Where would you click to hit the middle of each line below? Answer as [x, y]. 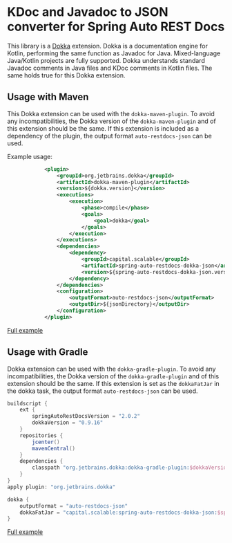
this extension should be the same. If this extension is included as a [103, 128]
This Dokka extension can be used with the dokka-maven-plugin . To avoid [111, 113]
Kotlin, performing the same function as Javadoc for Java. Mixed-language [114, 53]
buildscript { [28, 403]
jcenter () [46, 442]
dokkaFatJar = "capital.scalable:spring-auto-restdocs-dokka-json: [118, 513]
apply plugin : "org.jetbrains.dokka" [61, 487]
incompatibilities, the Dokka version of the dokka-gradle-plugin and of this [113, 376]
